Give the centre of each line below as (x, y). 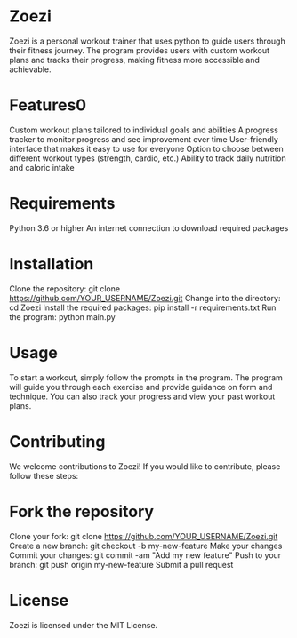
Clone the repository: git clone (65, 288)
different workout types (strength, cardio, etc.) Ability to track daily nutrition (148, 158)
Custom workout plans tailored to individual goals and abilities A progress (144, 130)
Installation (52, 264)
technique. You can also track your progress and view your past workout (142, 396)
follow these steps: (44, 475)
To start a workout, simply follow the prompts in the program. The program (146, 377)
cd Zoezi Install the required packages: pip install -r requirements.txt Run (143, 307)
